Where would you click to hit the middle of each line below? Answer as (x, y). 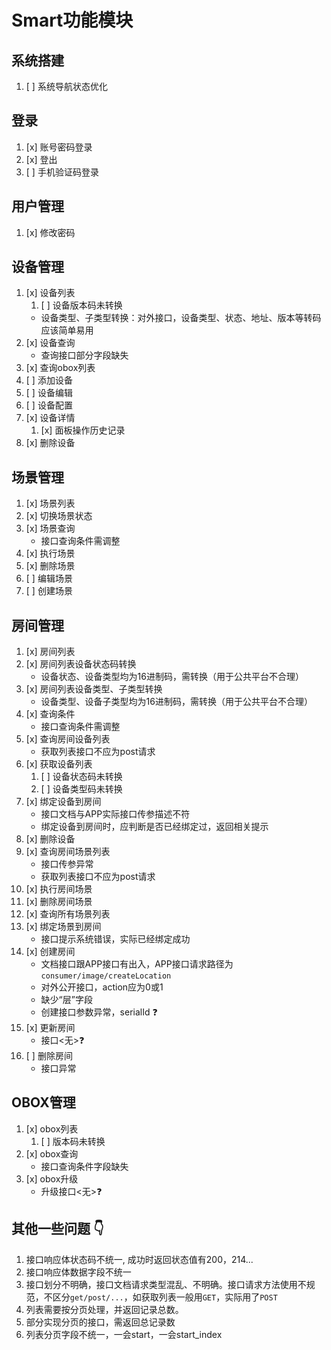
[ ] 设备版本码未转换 (81, 305)
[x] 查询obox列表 (60, 368)
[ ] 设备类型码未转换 (81, 789)
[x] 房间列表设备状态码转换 (81, 664)
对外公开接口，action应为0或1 (102, 987)
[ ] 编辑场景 (49, 578)
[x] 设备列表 (50, 293)
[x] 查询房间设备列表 (68, 739)
